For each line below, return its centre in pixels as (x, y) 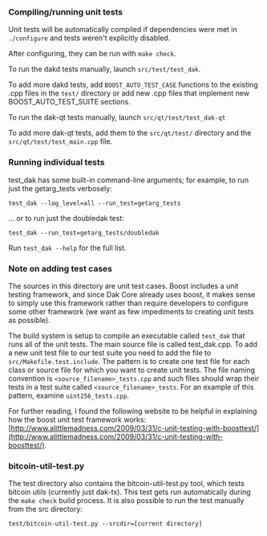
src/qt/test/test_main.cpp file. (61, 141)
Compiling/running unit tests (66, 12)
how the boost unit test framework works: (77, 419)
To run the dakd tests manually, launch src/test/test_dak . (105, 69)
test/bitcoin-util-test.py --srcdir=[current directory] (105, 524)
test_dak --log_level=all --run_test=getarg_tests (95, 203)
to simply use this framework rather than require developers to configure (128, 303)
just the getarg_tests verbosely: (60, 188)
